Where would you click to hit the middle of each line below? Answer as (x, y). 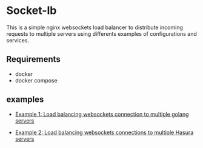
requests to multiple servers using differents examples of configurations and (101, 33)
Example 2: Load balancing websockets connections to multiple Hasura (104, 132)
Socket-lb (32, 11)
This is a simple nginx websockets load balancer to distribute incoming (95, 27)
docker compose (36, 80)
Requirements (33, 59)
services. (18, 40)
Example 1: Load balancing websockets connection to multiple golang (102, 114)
